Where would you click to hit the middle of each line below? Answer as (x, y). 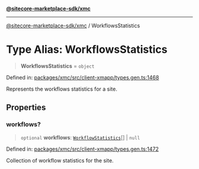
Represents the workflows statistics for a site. (62, 89)
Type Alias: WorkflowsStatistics (87, 50)
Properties (26, 108)
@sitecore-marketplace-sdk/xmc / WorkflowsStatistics (73, 25)
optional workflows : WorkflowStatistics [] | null (80, 137)
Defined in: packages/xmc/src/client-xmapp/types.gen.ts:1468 (83, 77)
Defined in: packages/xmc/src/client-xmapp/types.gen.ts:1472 (82, 149)
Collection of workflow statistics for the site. (60, 160)
